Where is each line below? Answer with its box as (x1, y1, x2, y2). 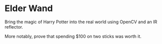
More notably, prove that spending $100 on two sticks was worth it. (4, 33, 142, 39)
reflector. (4, 24, 23, 29)
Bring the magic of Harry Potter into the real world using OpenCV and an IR (4, 19, 158, 25)
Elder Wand (4, 3, 53, 14)
